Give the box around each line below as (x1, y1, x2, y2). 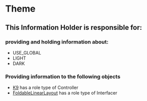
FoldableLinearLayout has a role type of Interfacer (12, 90, 118, 96)
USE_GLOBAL (12, 49, 42, 56)
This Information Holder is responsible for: (5, 23, 142, 32)
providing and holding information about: (5, 38, 109, 45)
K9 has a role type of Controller (12, 84, 79, 91)
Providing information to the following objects (5, 73, 121, 80)
